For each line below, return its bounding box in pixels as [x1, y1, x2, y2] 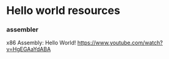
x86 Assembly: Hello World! [6, 39, 76, 46]
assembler [6, 26, 38, 34]
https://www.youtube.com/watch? [77, 39, 163, 46]
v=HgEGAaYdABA [6, 46, 51, 53]
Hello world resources [6, 4, 121, 18]
